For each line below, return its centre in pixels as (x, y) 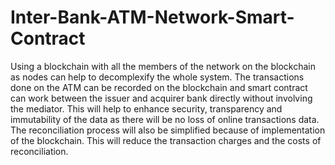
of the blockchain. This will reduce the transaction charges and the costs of (166, 140)
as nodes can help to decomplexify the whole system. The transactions (157, 77)
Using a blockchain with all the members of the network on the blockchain (163, 66)
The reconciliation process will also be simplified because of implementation (168, 130)
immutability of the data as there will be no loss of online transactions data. (165, 119)
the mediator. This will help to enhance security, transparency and (146, 108)
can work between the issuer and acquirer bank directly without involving (161, 98)
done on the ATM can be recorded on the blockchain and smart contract (159, 87)
